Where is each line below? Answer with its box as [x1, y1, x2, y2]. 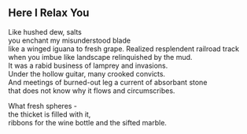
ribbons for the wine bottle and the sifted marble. [8, 117, 168, 127]
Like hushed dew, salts [8, 27, 83, 36]
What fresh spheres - [8, 101, 77, 110]
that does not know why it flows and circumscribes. [8, 86, 175, 95]
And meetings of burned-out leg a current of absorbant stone [8, 77, 208, 87]
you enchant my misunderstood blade [8, 35, 131, 45]
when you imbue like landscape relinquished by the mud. [8, 52, 193, 61]
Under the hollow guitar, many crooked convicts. [8, 69, 166, 78]
